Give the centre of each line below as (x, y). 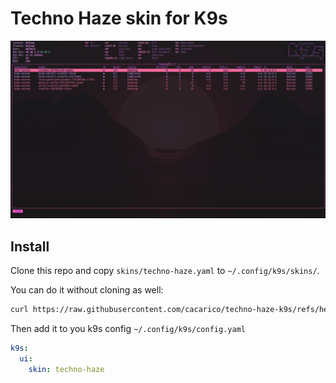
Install (30, 246)
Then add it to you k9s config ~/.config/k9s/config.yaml (128, 329)
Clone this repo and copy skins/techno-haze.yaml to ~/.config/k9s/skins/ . (165, 271)
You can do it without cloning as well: (87, 290)
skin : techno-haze (66, 369)
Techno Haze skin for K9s (119, 18)
